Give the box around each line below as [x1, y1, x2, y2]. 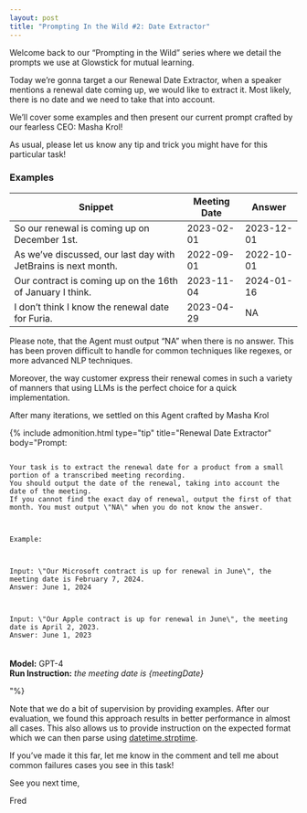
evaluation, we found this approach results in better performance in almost [9, 713, 291, 723]
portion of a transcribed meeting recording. [9, 470, 185, 480]
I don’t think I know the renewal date [14, 301, 170, 313]
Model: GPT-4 [9, 658, 64, 669]
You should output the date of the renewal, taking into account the [9, 479, 281, 488]
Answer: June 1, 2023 [9, 630, 92, 639]
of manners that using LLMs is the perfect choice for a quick [9, 382, 238, 393]
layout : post [9, 13, 59, 23]
